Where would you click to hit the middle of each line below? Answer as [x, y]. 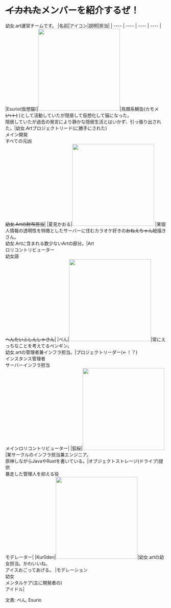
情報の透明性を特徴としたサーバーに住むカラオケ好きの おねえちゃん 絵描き [88, 230]
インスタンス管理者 [26, 359]
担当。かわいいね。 [30, 563]
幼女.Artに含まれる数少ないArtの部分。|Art [50, 243]
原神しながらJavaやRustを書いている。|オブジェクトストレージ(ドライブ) [82, 461]
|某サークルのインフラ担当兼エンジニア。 [48, 454]
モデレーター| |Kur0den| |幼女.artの [82, 557]
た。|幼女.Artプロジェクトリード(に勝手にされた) [56, 128]
